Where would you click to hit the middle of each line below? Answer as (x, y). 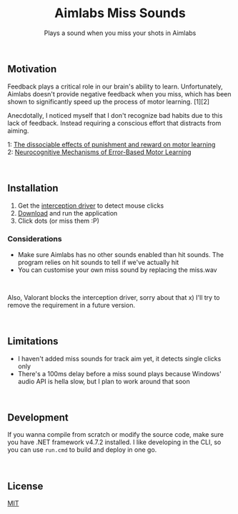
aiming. (18, 131)
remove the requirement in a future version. (71, 305)
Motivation (32, 69)
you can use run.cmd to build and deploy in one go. (82, 450)
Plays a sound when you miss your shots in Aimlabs (120, 33)
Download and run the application (68, 213)
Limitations (33, 342)
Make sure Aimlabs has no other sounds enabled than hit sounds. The (120, 254)
